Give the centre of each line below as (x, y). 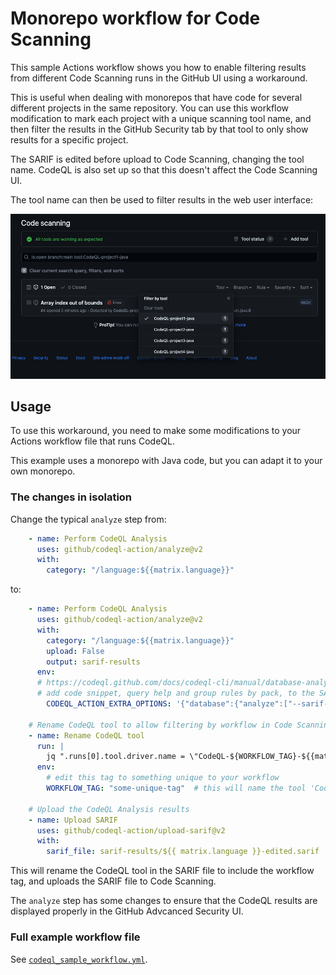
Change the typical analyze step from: (88, 519)
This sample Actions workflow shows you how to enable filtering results (158, 67)
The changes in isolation (71, 497)
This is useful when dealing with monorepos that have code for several (156, 97)
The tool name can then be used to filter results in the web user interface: (162, 199)
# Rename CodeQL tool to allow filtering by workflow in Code (160, 725)
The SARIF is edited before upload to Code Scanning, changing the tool (157, 159)
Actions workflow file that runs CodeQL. (92, 441)
